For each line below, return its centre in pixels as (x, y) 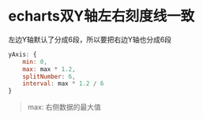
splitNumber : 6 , (49, 76)
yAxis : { (23, 54)
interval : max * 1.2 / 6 (63, 84)
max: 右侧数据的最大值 (64, 107)
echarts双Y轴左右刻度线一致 (101, 16)
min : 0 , (35, 61)
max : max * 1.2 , (49, 69)
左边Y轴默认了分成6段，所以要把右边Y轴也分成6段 (90, 39)
